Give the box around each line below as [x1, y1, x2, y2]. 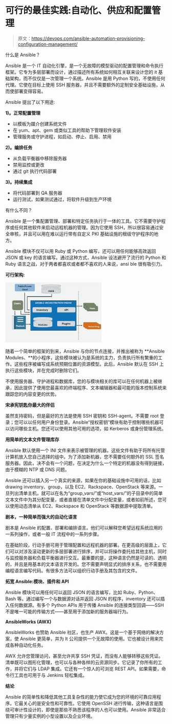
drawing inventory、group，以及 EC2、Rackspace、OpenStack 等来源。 [5, 484, 159, 490]
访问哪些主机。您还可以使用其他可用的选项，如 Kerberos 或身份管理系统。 [9, 425, 166, 431]
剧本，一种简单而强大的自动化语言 [5, 514, 77, 520]
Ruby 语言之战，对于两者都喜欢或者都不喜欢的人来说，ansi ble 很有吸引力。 [5, 260, 165, 267]
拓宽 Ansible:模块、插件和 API [5, 578, 69, 584]
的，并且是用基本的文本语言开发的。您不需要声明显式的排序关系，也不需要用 [5, 561, 167, 567]
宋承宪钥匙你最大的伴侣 [5, 402, 55, 408]
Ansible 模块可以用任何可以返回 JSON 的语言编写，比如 [5, 589, 122, 595]
